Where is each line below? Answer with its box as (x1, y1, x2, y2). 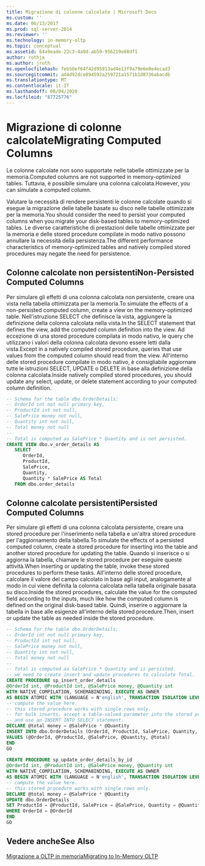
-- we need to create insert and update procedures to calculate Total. (6, 672, 195, 678)
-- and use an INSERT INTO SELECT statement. (6, 717, 124, 724)
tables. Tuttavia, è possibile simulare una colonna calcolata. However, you (6, 180, 190, 187)
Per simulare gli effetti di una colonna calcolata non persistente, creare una (6, 293, 195, 300)
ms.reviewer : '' (6, 32, 48, 38)
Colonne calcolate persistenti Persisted (6, 498, 158, 508)
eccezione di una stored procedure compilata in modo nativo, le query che (6, 332, 194, 340)
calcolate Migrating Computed (6, 133, 162, 147)
